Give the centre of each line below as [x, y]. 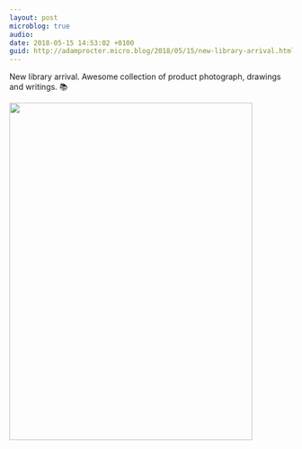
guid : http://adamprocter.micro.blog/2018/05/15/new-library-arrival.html [152, 51]
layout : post [34, 18]
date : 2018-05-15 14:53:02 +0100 [72, 43]
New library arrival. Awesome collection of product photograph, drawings [145, 76]
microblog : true [40, 26]
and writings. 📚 [39, 87]
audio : [22, 34]
